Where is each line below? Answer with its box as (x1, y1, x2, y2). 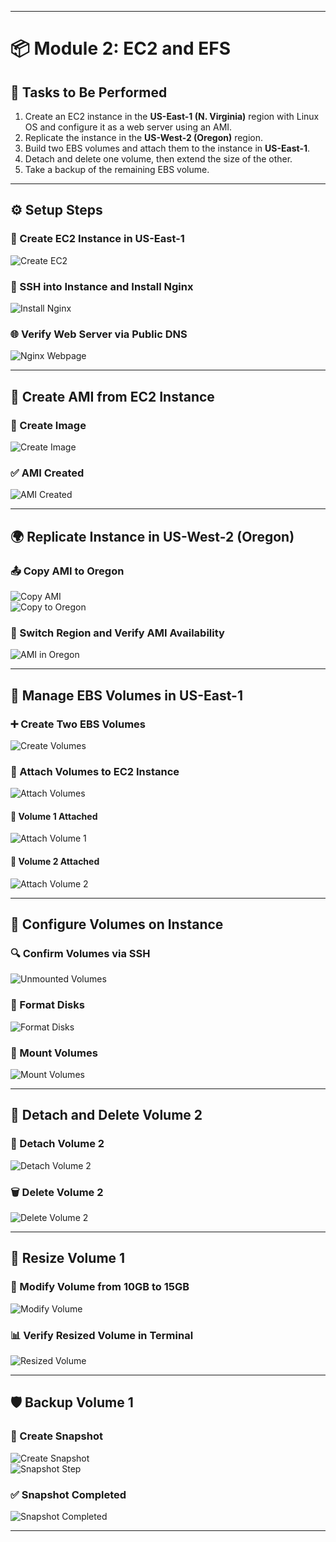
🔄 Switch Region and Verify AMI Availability (10, 626, 225, 640)
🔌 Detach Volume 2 (10, 1137, 105, 1151)
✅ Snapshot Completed (10, 1487, 127, 1501)
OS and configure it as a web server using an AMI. (24, 121, 233, 133)
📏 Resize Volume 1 (10, 1250, 126, 1267)
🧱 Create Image (10, 418, 87, 432)
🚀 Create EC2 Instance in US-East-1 (10, 232, 185, 246)
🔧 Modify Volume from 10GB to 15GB (10, 1280, 190, 1294)
